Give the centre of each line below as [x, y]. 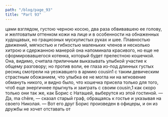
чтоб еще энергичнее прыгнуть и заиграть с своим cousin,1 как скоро [80, 87]
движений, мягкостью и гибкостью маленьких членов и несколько [77, 45]
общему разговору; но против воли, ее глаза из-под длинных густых [79, 66]
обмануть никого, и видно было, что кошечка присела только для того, [82, 82]
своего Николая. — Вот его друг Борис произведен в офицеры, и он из [81, 103]
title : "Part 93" [23, 15]
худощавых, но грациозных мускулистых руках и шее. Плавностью [78, 39]
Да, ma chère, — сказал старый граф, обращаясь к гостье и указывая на [83, 98]
